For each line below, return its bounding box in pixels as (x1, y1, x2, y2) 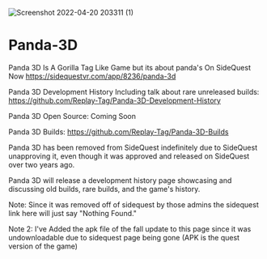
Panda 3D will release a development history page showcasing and (8, 175, 232, 185)
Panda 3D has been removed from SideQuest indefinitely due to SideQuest (8, 142, 257, 152)
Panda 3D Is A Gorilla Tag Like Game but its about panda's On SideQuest (8, 62, 251, 72)
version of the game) (8, 241, 78, 251)
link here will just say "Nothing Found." (8, 208, 138, 218)
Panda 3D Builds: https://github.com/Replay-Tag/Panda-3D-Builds (8, 126, 229, 137)
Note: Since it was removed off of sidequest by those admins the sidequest (8, 199, 259, 210)
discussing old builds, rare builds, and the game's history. (8, 184, 201, 193)
